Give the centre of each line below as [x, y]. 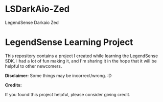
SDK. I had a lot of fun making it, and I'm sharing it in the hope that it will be [81, 61]
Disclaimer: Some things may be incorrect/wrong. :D [58, 75]
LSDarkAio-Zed [37, 9]
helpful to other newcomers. [34, 66]
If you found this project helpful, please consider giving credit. [68, 94]
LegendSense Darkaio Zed [32, 22]
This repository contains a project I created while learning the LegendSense [81, 56]
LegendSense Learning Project [69, 42]
